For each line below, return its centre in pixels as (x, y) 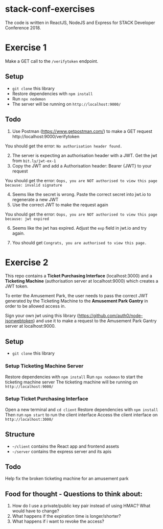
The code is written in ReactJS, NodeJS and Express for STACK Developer (80, 23)
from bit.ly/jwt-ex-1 (34, 161)
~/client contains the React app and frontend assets (66, 446)
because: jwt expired (27, 219)
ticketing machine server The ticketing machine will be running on (71, 382)
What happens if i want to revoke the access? (58, 521)
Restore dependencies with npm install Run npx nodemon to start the (74, 377)
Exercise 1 (26, 48)
